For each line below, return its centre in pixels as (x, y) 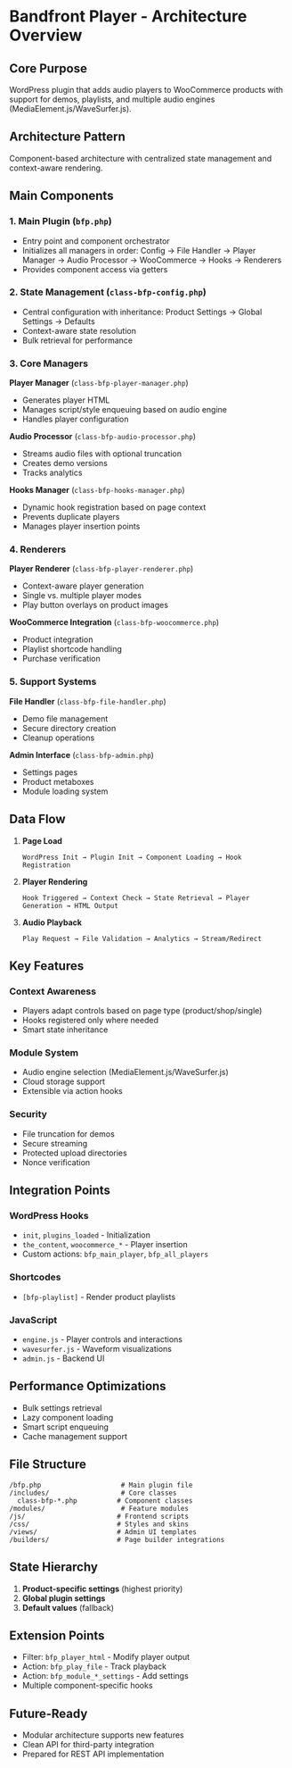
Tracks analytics (52, 473)
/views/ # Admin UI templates (103, 1532)
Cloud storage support (63, 1081)
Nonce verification (56, 1162)
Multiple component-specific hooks (87, 1686)
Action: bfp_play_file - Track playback (94, 1666)
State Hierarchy (53, 1568)
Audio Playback (52, 922)
